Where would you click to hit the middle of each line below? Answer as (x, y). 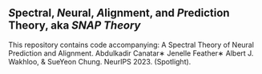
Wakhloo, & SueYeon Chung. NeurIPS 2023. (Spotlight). (100, 61)
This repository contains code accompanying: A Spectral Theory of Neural (131, 45)
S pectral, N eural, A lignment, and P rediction (119, 13)
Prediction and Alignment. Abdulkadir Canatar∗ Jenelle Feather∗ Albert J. (131, 53)
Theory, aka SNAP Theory (75, 26)
